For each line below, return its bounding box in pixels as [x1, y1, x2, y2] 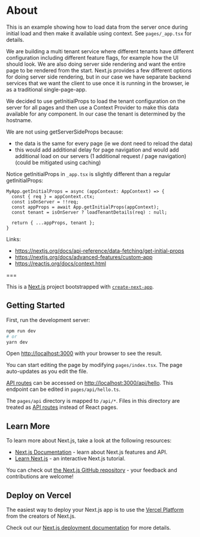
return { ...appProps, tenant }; [11, 220, 95, 226]
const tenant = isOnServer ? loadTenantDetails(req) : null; [11, 209, 168, 216]
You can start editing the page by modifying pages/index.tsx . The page [6, 362, 183, 369]
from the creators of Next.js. [6, 512, 76, 520]
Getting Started [6, 301, 65, 311]
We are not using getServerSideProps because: [6, 128, 124, 135]
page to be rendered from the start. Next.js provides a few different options [6, 66, 192, 74]
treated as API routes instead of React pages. [6, 403, 118, 411]
